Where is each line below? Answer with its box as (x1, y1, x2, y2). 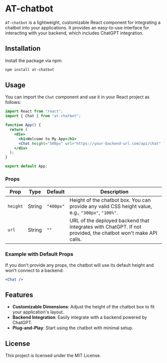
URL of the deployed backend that (69, 217, 150, 224)
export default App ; (5, 164, 48, 169)
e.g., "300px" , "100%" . (69, 209, 118, 216)
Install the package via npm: (5, 58, 63, 64)
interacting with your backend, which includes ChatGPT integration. (5, 30, 144, 36)
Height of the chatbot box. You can (69, 197, 151, 204)
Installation (5, 44, 41, 53)
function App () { (5, 123, 41, 128)
